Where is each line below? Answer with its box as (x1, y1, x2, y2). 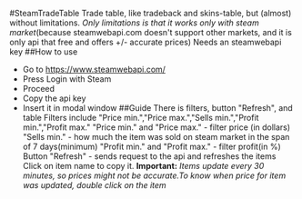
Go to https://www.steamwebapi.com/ (22, 64, 166, 75)
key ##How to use (9, 46, 78, 57)
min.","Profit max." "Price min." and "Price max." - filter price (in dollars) (22, 122, 291, 133)
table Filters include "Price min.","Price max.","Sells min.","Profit (22, 113, 259, 123)
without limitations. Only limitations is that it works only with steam (9, 17, 259, 28)
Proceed (22, 84, 55, 94)
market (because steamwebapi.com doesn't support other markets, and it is (9, 27, 293, 37)
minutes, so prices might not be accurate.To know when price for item (22, 170, 287, 181)
